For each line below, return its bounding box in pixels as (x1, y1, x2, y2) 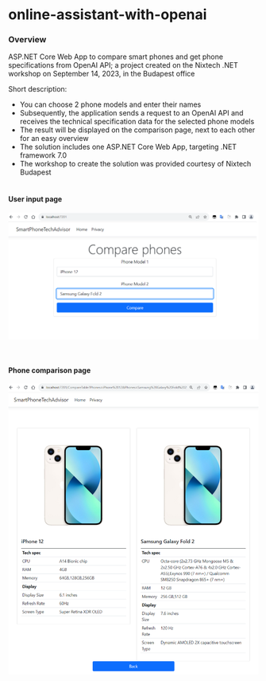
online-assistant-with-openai (8, 6, 207, 24)
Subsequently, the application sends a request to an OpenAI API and (19, 108, 244, 118)
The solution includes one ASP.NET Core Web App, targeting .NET (19, 142, 237, 152)
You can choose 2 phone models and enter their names (19, 100, 202, 109)
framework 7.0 (19, 151, 67, 160)
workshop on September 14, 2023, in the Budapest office (8, 69, 195, 79)
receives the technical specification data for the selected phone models (19, 117, 255, 127)
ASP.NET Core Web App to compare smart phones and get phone (8, 52, 224, 61)
